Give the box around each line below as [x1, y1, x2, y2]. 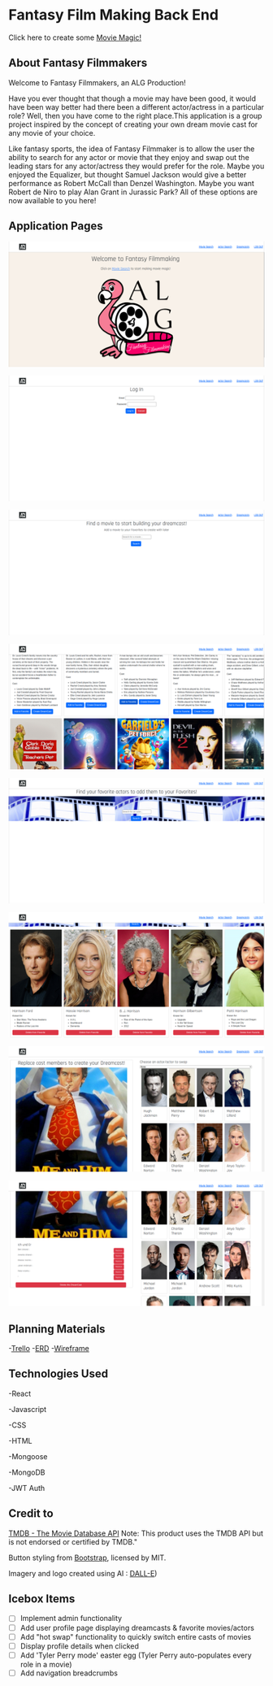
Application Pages [8, 219, 103, 233]
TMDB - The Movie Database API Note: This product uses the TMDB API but [8, 1528, 264, 1538]
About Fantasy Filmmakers [8, 56, 148, 70]
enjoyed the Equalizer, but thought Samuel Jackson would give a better [8, 169, 247, 180]
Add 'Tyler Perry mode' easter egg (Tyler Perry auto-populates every [19, 1650, 252, 1660]
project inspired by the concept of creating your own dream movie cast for [8, 119, 258, 129]
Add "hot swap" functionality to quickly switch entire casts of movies [19, 1632, 252, 1641]
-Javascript [8, 1404, 47, 1414]
